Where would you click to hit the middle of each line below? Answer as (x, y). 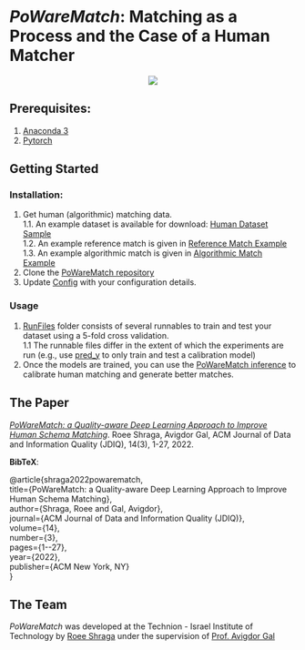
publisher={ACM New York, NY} (70, 566)
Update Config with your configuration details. (110, 282)
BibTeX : (24, 462)
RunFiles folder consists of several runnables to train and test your (147, 326)
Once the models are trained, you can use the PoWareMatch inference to (159, 364)
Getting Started (54, 169)
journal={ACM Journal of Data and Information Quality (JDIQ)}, (127, 518)
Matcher (42, 56)
